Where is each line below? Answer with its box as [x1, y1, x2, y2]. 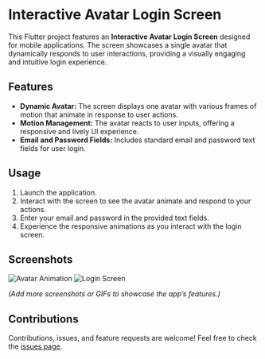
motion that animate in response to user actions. [19, 110, 179, 119]
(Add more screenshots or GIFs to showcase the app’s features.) [8, 289, 221, 299]
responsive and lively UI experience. [19, 126, 139, 136]
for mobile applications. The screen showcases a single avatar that [8, 40, 228, 49]
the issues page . [8, 342, 63, 351]
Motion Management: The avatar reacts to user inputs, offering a [19, 118, 235, 128]
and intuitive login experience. [8, 57, 107, 67]
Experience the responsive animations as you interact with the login [19, 221, 242, 231]
